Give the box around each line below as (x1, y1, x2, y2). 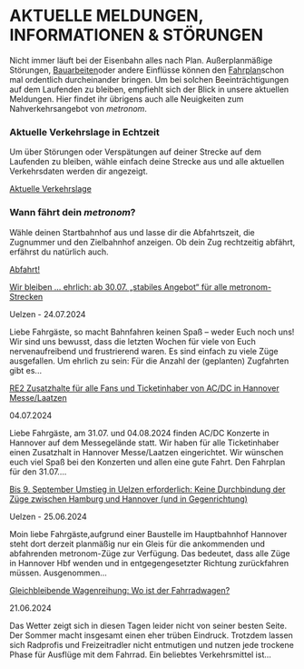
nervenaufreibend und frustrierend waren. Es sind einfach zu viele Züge (9, 345, 279, 356)
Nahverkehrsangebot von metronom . (9, 103, 148, 114)
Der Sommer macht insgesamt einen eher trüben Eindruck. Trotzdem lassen (9, 629, 293, 641)
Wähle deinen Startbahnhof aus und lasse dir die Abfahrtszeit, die (9, 226, 256, 237)
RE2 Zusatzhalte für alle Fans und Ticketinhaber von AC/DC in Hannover (9, 383, 279, 394)
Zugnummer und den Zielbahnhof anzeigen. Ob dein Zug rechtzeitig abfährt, (9, 236, 296, 247)
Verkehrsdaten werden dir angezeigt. (9, 165, 148, 177)
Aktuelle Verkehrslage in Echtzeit (9, 125, 161, 138)
